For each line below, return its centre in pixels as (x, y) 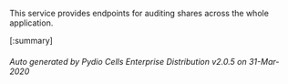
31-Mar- (264, 61)
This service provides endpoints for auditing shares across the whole (139, 13)
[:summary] (31, 41)
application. (31, 23)
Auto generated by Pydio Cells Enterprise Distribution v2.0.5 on (129, 61)
